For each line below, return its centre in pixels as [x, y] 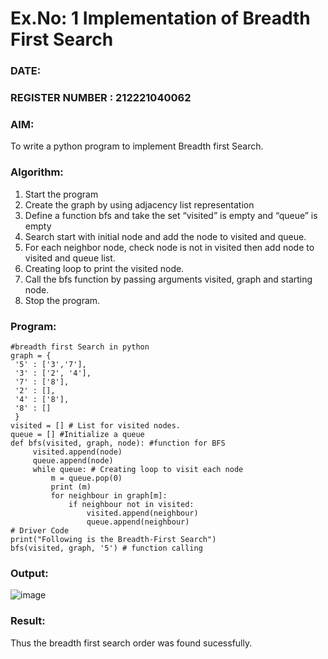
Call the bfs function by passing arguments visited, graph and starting [168, 279]
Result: [28, 621]
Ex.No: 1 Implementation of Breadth [160, 18]
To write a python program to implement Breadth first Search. [137, 146]
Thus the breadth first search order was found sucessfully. [131, 643]
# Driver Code [40, 530]
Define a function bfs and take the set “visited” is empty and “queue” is [171, 215]
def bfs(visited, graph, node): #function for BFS [118, 443]
